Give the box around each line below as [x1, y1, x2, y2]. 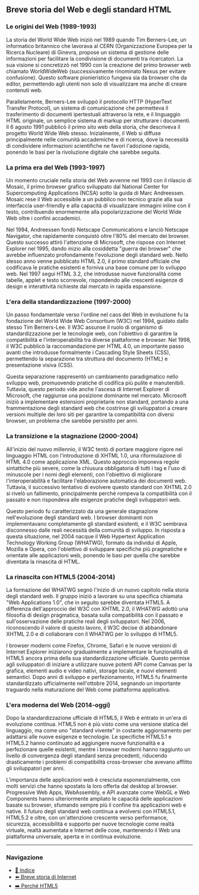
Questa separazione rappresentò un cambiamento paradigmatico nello [6, 373, 179, 380]
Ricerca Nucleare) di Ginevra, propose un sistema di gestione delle [6, 49, 169, 56]
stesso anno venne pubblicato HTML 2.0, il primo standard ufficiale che [6, 258, 181, 265]
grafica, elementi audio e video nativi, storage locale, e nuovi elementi [6, 667, 177, 674]
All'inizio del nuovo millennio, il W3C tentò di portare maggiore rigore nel [6, 445, 183, 453]
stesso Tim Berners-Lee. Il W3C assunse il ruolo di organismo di [6, 323, 163, 331]
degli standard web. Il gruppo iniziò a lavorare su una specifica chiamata [6, 592, 183, 599]
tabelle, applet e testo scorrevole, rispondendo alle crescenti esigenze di [6, 276, 184, 284]
